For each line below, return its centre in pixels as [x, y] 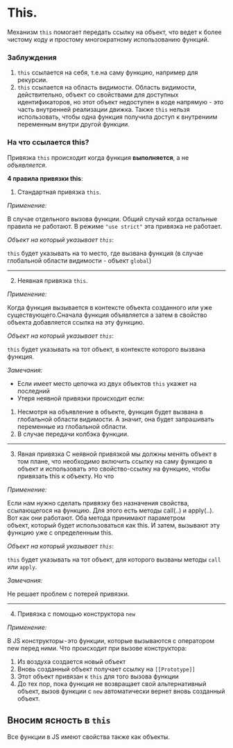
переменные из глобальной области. [72, 426]
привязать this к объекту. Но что [66, 476]
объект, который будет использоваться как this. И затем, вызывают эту [114, 525]
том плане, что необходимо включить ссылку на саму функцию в [115, 461]
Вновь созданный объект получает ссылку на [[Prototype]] [106, 669]
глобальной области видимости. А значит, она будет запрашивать [116, 419]
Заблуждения [32, 57]
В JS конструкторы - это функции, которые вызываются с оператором [111, 640]
